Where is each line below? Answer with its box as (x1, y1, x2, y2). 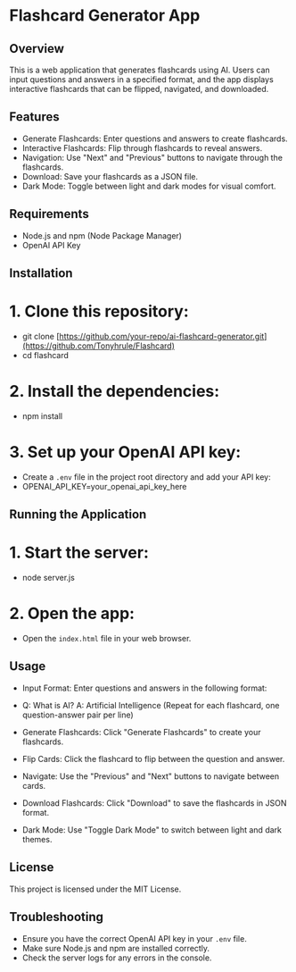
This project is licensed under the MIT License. (9, 884, 182, 894)
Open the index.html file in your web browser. (21, 633, 192, 644)
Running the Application (9, 507, 147, 523)
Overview (9, 41, 65, 56)
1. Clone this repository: (9, 301, 189, 322)
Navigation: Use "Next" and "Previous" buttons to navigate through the (21, 152, 284, 163)
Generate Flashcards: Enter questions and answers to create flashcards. (21, 133, 288, 144)
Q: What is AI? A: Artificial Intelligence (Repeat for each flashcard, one (21, 700, 280, 710)
